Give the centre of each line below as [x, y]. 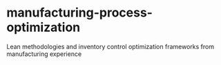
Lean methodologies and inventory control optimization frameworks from [110, 46]
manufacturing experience [44, 54]
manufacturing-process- [80, 13]
